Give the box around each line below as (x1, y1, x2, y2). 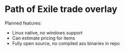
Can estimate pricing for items (12, 35, 75, 41)
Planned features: (5, 20, 41, 26)
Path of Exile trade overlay (5, 3, 117, 15)
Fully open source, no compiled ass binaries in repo (12, 40, 120, 46)
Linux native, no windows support (12, 29, 83, 35)
